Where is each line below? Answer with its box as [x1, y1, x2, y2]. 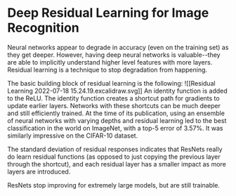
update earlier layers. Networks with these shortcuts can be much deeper [7, 101, 221, 110]
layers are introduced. [7, 167, 71, 176]
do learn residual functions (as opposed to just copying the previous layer [7, 152, 221, 161]
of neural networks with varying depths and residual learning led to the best [7, 116, 227, 124]
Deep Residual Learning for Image [7, 5, 209, 21]
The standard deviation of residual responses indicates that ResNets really [7, 145, 223, 153]
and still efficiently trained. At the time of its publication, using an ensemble [7, 109, 225, 117]
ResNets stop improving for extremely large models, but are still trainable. [7, 181, 220, 189]
